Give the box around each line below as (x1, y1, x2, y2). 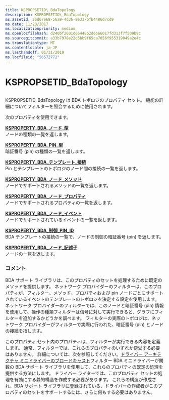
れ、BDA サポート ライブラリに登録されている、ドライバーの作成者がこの (5, 383, 158, 389)
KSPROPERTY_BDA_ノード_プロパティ (5, 193, 86, 199)
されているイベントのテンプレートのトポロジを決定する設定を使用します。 (5, 296, 159, 302)
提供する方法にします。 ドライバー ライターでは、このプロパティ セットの (5, 370, 158, 376)
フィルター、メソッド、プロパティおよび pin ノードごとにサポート (27, 290, 164, 296)
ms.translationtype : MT (5, 41, 55, 46)
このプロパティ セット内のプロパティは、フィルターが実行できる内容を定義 (5, 339, 160, 345)
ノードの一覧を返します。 (5, 251, 58, 257)
